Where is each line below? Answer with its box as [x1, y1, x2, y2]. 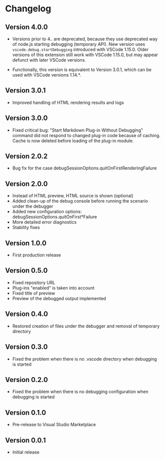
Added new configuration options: [12, 209, 82, 215]
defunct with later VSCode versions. [12, 57, 86, 63]
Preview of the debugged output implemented [12, 295, 106, 301]
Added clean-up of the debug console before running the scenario [12, 198, 148, 204]
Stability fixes [12, 225, 41, 230]
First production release [12, 252, 61, 258]
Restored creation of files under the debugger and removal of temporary [12, 323, 160, 329]
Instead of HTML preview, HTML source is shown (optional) [12, 193, 134, 199]
